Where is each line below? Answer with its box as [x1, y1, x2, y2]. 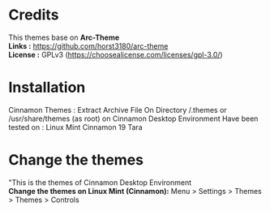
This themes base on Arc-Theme [8, 32, 120, 42]
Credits [8, 6, 59, 24]
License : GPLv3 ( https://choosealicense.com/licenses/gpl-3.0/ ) [8, 50, 223, 59]
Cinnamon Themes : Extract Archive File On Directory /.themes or [8, 105, 227, 114]
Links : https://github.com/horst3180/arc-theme [8, 41, 169, 50]
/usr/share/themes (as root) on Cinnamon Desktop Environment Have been [8, 114, 259, 123]
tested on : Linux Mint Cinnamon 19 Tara [8, 122, 144, 131]
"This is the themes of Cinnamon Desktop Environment [8, 177, 192, 187]
